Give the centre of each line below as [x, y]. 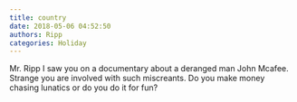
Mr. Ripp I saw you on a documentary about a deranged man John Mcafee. [149, 69]
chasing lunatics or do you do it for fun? [84, 88]
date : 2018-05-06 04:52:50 [60, 26]
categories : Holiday [48, 43]
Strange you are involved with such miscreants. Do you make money [137, 79]
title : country [38, 18]
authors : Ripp [36, 34]
